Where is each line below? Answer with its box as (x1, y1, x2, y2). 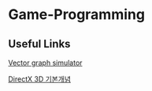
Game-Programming (8, 6, 146, 24)
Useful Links (8, 37, 71, 51)
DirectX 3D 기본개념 (8, 74, 71, 84)
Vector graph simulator (8, 58, 83, 67)
